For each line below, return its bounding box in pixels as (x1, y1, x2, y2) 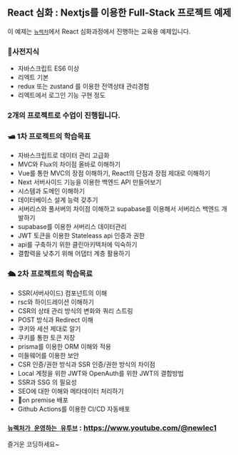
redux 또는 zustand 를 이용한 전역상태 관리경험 (17, 82, 150, 91)
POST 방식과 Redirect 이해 (17, 315, 94, 324)
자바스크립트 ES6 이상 (17, 64, 80, 73)
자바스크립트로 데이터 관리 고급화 (17, 151, 110, 160)
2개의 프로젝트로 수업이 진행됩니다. (7, 111, 121, 121)
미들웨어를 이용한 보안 (17, 351, 80, 359)
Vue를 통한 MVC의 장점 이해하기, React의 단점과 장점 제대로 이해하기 (17, 169, 211, 178)
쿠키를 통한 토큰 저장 (17, 333, 76, 342)
